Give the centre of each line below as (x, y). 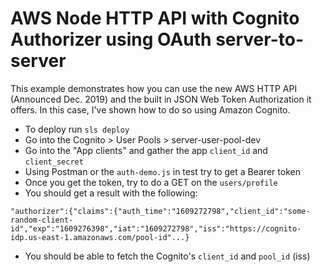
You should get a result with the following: (111, 193)
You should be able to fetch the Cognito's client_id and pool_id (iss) (167, 256)
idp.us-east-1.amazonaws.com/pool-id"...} (100, 237)
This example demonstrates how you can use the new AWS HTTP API (154, 88)
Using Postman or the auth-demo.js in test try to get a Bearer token (162, 171)
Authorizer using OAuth (111, 39)
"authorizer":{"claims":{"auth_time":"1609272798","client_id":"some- (160, 211)
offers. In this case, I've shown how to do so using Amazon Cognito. (150, 109)
